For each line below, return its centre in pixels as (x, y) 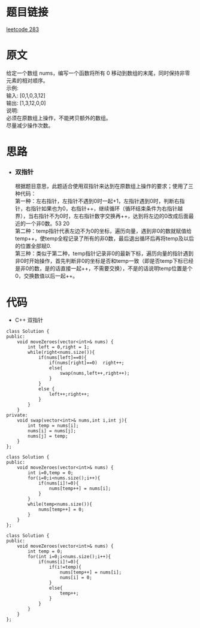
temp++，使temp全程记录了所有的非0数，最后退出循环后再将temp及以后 (104, 239)
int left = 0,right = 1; (59, 347)
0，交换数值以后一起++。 (46, 276)
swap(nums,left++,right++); (95, 374)
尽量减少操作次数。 (30, 125)
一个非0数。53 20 (48, 224)
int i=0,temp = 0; (51, 473)
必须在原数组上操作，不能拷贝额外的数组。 (59, 118)
